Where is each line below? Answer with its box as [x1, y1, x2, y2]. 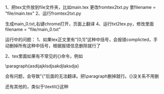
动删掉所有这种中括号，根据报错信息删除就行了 [5, 43, 101, 48]
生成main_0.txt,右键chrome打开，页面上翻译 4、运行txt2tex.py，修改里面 [5, 21, 155, 27]
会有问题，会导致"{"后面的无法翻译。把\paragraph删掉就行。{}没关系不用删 [5, 73, 160, 79]
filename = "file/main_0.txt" [5, 27, 61, 32]
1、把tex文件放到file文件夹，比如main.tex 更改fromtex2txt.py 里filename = [5, 4, 156, 10]
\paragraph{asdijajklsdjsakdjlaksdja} [5, 63, 79, 69]
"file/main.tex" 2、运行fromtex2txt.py [5, 10, 82, 16]
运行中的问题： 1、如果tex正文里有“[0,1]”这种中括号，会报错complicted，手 [5, 36, 158, 42]
